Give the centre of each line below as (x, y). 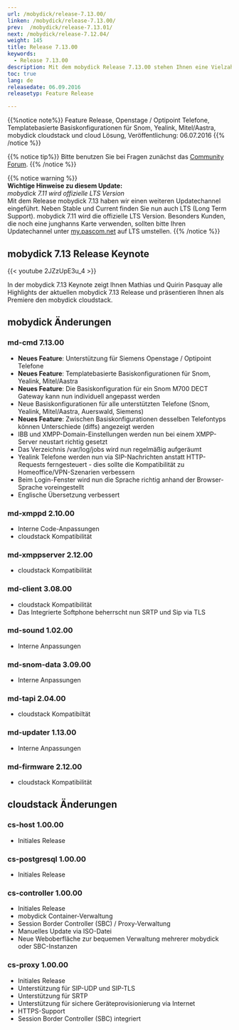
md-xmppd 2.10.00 (41, 513)
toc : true (22, 74)
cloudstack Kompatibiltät (54, 714)
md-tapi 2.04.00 (37, 699)
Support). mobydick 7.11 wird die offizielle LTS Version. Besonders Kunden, (117, 216)
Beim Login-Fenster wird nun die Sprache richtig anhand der (106, 480)
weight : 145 (25, 41)
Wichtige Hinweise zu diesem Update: (65, 186)
